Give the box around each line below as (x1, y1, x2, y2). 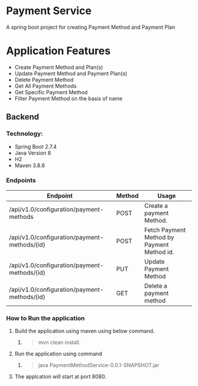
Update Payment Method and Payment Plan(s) (14, 69, 128, 77)
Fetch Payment (144, 225, 186, 234)
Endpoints (6, 177, 37, 185)
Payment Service (6, 4, 92, 18)
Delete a (144, 281, 167, 289)
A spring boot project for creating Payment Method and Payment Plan (6, 24, 176, 31)
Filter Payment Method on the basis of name (14, 95, 123, 102)
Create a (144, 201, 168, 209)
